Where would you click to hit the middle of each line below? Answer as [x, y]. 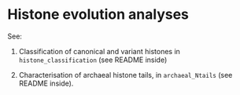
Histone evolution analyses [98, 15]
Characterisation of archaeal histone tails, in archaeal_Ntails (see [126, 75]
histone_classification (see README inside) [93, 60]
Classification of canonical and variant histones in [99, 51]
